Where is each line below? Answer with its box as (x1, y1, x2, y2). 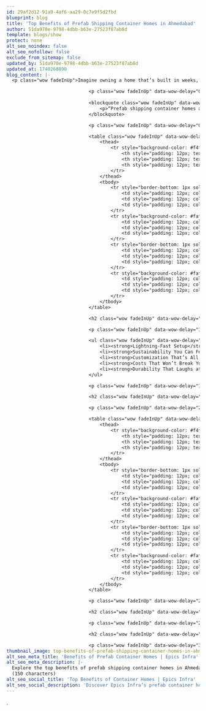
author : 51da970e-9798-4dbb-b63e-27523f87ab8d (6, 26, 128, 32)
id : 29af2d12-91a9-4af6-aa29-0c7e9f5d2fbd (6, 9, 116, 15)
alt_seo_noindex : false (6, 44, 67, 50)
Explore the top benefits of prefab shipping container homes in (12, 665, 183, 671)
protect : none (6, 37, 43, 44)
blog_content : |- (6, 72, 51, 78)
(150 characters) (12, 671, 56, 677)
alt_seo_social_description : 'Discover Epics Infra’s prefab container (6, 682, 193, 688)
